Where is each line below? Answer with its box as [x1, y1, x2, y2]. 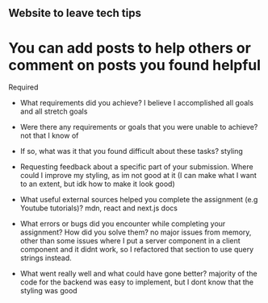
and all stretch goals [19, 106, 88, 116]
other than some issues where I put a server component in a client [19, 236, 241, 246]
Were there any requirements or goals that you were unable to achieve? [19, 122, 258, 132]
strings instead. [19, 253, 73, 263]
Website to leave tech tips [8, 6, 141, 20]
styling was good [19, 286, 78, 296]
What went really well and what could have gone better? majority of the [19, 269, 258, 279]
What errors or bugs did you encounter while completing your [19, 219, 226, 229]
